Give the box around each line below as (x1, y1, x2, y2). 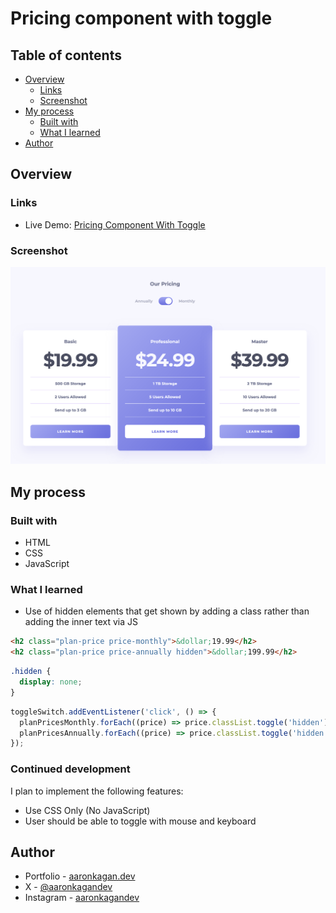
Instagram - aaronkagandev (24, 892, 140, 904)
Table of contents (10, 47, 122, 64)
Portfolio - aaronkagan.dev (24, 870, 136, 882)
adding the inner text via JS (24, 616, 139, 628)
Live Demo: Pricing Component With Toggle (24, 218, 206, 231)
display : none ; (19, 677, 83, 687)
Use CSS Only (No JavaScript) (24, 804, 151, 816)
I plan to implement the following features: (10, 785, 184, 797)
